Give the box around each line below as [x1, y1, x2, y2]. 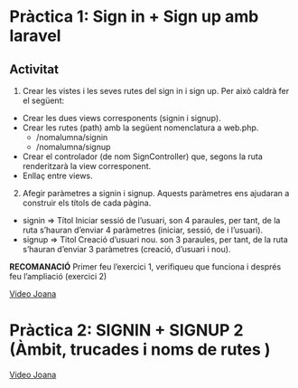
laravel [9, 25, 61, 46]
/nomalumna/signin [35, 132, 108, 142]
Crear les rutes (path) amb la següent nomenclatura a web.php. [22, 122, 259, 133]
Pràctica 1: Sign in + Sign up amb [9, 6, 259, 27]
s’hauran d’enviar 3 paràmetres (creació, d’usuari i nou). [22, 244, 231, 254]
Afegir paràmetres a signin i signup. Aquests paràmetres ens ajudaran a [22, 188, 290, 198]
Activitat [9, 62, 59, 77]
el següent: [22, 95, 65, 106]
